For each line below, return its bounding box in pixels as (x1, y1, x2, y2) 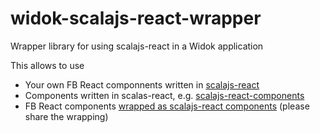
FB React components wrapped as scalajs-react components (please (24, 100, 310, 112)
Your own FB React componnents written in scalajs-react (24, 78, 260, 91)
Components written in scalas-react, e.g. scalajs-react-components (24, 89, 305, 101)
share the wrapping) (24, 110, 109, 122)
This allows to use (10, 59, 85, 71)
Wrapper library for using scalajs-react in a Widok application (10, 40, 264, 52)
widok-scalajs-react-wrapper (10, 7, 262, 30)
